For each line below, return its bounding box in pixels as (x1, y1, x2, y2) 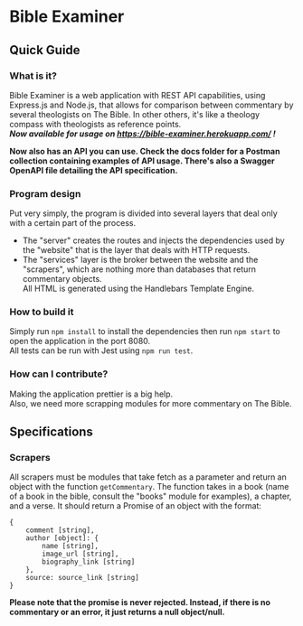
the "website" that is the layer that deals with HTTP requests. (22, 245, 251, 256)
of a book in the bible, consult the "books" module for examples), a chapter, (9, 491, 292, 502)
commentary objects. (22, 274, 102, 285)
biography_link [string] (42, 557, 136, 566)
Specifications (9, 425, 93, 440)
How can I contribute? (9, 368, 109, 380)
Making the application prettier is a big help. (9, 388, 174, 399)
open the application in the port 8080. (9, 336, 151, 347)
